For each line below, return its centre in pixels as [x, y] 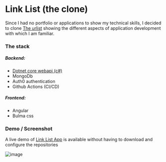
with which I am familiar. [30, 33]
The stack [17, 46]
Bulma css [23, 116]
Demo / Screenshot [29, 129]
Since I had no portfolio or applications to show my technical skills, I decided [83, 23]
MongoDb [23, 76]
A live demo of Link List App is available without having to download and [79, 140]
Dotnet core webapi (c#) [37, 71]
